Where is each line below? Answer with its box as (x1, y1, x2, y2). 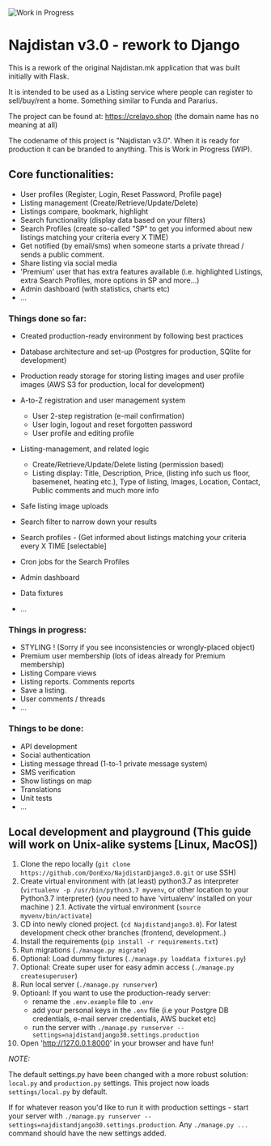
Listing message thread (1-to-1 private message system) (19, 758, 208, 769)
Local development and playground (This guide (8, 825, 252, 839)
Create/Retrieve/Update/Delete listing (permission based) (32, 460, 224, 470)
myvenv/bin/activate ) (19, 911, 92, 921)
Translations (19, 784, 62, 794)
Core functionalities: (8, 168, 115, 181)
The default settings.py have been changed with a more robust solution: (8, 1070, 248, 1080)
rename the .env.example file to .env (32, 997, 154, 1007)
